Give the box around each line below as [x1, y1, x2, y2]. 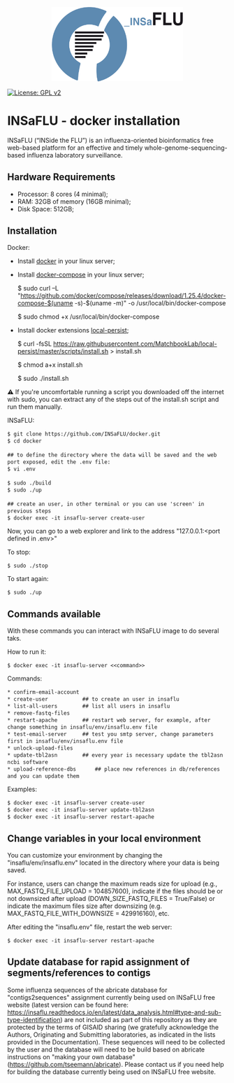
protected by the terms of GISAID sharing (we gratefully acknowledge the [7, 1023, 219, 1031]
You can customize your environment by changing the [7, 851, 163, 859]
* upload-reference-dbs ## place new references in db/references [7, 766, 220, 773]
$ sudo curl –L [17, 284, 59, 293]
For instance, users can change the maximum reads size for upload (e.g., [7, 879, 218, 888]
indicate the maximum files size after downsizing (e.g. [7, 902, 163, 910]
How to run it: [7, 648, 47, 656]
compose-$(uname [17, 299, 73, 307]
